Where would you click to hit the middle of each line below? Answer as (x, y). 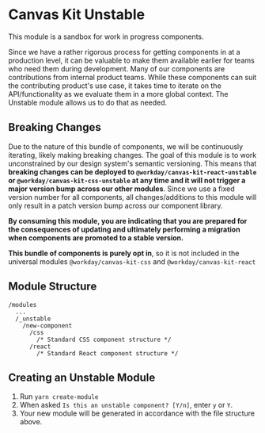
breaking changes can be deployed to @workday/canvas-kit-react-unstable (132, 171)
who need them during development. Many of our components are (117, 68)
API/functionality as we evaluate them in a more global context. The (118, 94)
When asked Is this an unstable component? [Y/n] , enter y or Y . (126, 405)
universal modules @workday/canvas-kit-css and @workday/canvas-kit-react (132, 261)
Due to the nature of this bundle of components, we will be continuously (126, 146)
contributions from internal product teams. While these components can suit (132, 77)
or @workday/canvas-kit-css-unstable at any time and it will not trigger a (127, 180)
